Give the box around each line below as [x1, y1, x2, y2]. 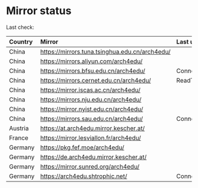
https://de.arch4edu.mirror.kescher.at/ [40, 153, 147, 161]
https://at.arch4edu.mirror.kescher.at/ [40, 124, 146, 132]
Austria [9, 124, 29, 132]
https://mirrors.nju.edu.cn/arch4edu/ [40, 95, 141, 104]
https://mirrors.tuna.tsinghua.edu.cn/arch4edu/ [40, 47, 171, 55]
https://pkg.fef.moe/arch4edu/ [40, 143, 125, 151]
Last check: [6, 24, 34, 31]
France [9, 134, 28, 142]
